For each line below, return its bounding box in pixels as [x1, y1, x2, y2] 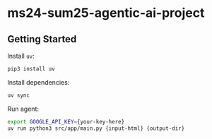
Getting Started [7, 33, 77, 45]
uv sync [7, 92, 30, 99]
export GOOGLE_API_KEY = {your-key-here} [7, 118, 125, 125]
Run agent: [7, 104, 39, 113]
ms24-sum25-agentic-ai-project [7, 5, 205, 21]
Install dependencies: [7, 78, 70, 86]
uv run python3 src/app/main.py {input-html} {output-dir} [7, 125, 185, 132]
